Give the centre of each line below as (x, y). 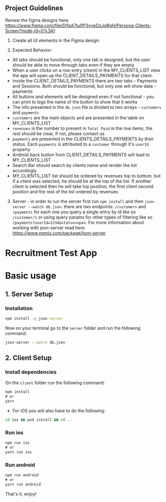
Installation (19, 308)
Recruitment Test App (51, 253)
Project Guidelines (34, 8)
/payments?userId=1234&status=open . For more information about (78, 222)
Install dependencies (31, 372)
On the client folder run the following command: (55, 383)
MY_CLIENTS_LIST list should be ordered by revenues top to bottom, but (86, 175)
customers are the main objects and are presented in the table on (78, 118)
